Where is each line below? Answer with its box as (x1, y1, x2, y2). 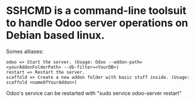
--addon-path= (108, 59, 143, 65)
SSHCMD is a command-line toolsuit (6, 4, 186, 17)
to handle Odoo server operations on (6, 16, 189, 30)
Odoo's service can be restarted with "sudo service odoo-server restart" (6, 89, 182, 96)
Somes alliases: (6, 48, 44, 55)
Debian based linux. (6, 29, 105, 42)
